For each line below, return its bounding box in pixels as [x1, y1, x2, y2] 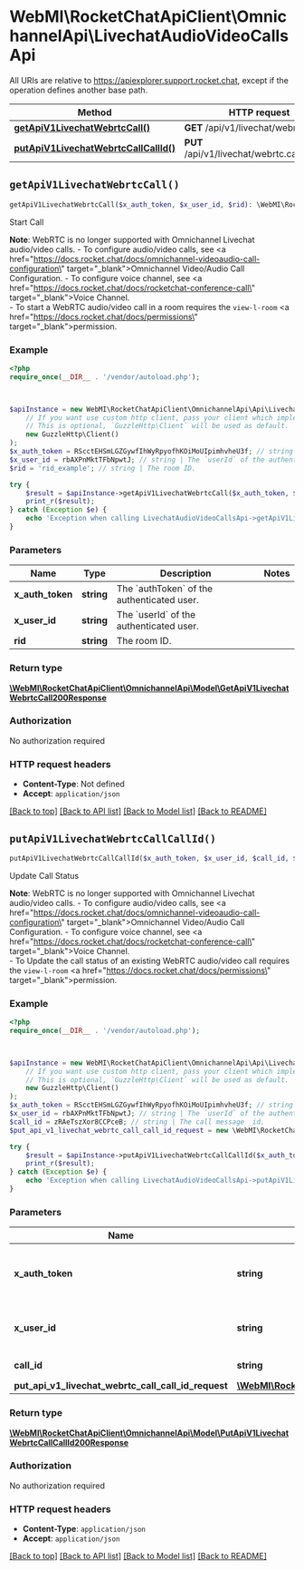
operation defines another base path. [9, 84, 148, 95]
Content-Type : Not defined [22, 778, 125, 790]
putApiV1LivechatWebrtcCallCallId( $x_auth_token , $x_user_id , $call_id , [9, 853, 290, 863]
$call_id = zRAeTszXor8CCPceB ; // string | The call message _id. [9, 1117, 265, 1126]
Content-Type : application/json [22, 1524, 147, 1535]
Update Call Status [9, 870, 80, 881]
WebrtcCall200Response [9, 692, 107, 703]
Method [77, 106, 112, 119]
